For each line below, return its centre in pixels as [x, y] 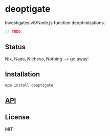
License [17, 117]
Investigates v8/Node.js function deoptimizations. [55, 23]
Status [15, 47]
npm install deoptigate [29, 85]
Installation [22, 74]
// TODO [13, 31]
